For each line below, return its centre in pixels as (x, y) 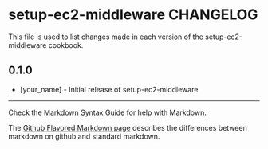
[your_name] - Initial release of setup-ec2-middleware (109, 89)
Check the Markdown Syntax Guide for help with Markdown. (108, 112)
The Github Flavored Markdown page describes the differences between (128, 127)
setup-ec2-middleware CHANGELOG (133, 15)
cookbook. (66, 45)
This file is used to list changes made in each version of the (106, 37)
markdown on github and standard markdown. (84, 136)
